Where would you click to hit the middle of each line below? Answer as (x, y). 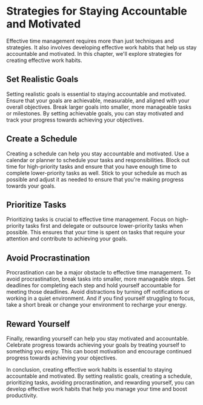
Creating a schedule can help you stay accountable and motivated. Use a (98, 154)
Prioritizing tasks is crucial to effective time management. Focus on (90, 219)
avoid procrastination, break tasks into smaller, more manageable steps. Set (101, 279)
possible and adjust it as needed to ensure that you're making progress (95, 179)
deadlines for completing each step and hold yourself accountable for (93, 285)
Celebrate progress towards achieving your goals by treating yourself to (96, 345)
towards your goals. (31, 186)
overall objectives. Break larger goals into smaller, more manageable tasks (99, 107)
